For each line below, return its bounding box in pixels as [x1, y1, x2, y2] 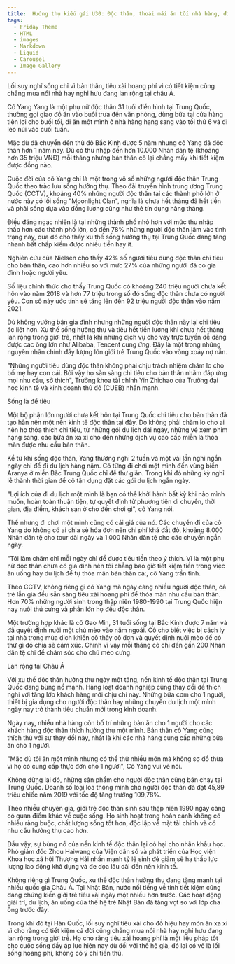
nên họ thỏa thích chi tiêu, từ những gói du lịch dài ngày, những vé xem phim [7, 425, 228, 434]
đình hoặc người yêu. [7, 268, 69, 277]
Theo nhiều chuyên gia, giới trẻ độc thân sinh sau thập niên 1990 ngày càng [7, 804, 226, 812]
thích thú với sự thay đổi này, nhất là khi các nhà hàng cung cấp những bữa [7, 733, 224, 742]
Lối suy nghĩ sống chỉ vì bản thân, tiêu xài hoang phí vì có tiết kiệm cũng [7, 81, 215, 90]
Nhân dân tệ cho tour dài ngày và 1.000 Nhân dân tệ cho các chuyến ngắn [7, 533, 222, 541]
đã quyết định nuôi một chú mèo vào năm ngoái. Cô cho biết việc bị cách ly [7, 626, 225, 634]
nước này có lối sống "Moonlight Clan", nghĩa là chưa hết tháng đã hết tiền [7, 197, 222, 205]
